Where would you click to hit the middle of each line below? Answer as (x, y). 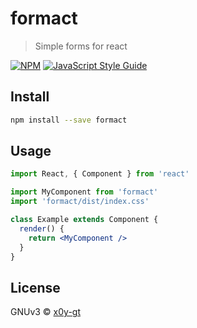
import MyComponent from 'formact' (84, 192)
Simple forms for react (81, 46)
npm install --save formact (69, 120)
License (35, 287)
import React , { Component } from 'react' (100, 174)
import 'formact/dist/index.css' (80, 202)
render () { (42, 228)
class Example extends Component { (84, 220)
